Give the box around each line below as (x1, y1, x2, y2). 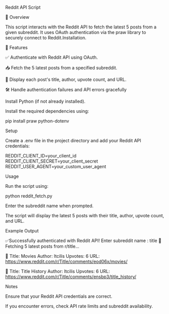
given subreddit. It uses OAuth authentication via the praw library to (5, 29, 146, 35)
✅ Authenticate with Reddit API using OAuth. (5, 54, 98, 60)
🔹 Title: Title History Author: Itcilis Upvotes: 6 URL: (5, 268, 110, 274)
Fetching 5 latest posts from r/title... (5, 243, 79, 249)
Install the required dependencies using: (5, 108, 90, 114)
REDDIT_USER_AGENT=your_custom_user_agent (5, 164, 106, 169)
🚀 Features (5, 45, 28, 50)
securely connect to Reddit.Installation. (5, 35, 87, 41)
